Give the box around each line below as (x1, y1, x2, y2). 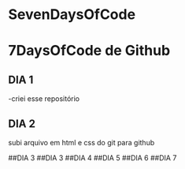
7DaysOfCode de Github (8, 42, 171, 60)
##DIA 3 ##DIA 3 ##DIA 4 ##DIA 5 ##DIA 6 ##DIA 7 (8, 153, 177, 163)
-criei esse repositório (8, 94, 80, 103)
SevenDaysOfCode (8, 6, 136, 24)
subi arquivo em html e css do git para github (8, 138, 155, 147)
